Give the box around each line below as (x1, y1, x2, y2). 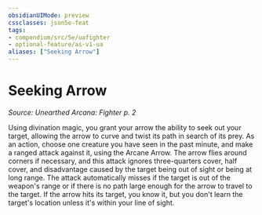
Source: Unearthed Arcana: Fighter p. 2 (8, 107, 136, 117)
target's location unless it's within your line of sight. (8, 198, 175, 207)
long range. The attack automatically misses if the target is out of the (8, 173, 231, 182)
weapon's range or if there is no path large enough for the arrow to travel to (8, 181, 253, 191)
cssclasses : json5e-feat (8, 19, 89, 27)
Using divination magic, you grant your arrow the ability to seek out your (8, 122, 242, 132)
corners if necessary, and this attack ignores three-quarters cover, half (8, 156, 238, 166)
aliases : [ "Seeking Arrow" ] (8, 48, 100, 56)
